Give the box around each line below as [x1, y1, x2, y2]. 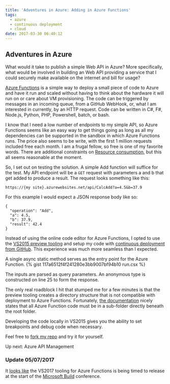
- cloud [10, 27, 26, 32]
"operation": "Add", [10, 208, 53, 213]
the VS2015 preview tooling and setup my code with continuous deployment [5, 240, 165, 246]
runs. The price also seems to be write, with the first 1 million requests [5, 138, 152, 144]
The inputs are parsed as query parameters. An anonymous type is [5, 271, 146, 277]
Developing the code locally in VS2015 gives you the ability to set [5, 318, 142, 324]
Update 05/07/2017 [5, 356, 54, 363]
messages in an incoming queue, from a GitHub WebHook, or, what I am [5, 101, 157, 107]
